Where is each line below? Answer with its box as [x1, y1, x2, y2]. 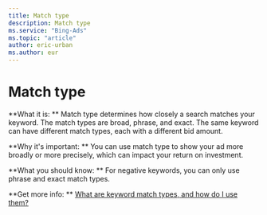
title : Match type [8, 11, 69, 20]
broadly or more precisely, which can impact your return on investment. [8, 150, 244, 159]
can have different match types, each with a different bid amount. [8, 126, 223, 135]
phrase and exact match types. [8, 174, 110, 183]
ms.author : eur [8, 49, 59, 57]
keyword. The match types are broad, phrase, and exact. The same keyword [8, 117, 259, 127]
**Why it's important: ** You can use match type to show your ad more [8, 141, 244, 151]
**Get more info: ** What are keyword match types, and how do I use [8, 189, 238, 199]
